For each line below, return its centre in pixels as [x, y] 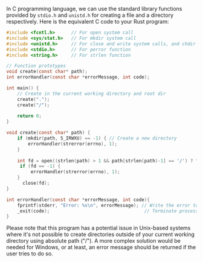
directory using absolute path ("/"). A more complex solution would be [94, 241]
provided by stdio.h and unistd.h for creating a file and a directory [90, 15]
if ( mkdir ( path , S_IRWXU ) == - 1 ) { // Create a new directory [97, 138]
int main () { [23, 88]
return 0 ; [30, 116]
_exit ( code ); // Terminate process [108, 211]
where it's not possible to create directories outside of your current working [101, 234]
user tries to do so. [30, 254]
